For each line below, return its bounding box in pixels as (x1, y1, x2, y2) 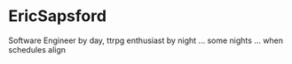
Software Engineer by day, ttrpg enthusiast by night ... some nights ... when (8, 35, 284, 46)
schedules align (8, 44, 67, 54)
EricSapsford (8, 6, 107, 26)
